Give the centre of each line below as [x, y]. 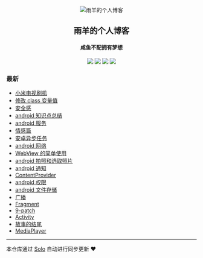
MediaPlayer [31, 231]
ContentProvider [35, 175]
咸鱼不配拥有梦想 [101, 47]
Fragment [27, 204]
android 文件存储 [36, 189]
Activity [24, 216]
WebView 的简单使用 [41, 153]
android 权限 [31, 182]
